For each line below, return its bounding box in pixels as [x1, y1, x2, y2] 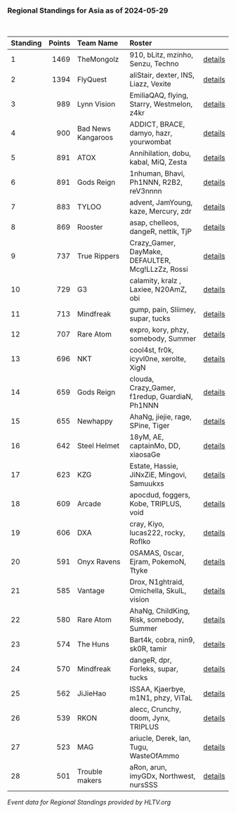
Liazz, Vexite [129, 79, 171, 89]
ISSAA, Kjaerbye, [129, 684, 186, 694]
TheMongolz [77, 55, 119, 65]
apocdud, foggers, [129, 490, 191, 500]
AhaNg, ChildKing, [129, 606, 190, 616]
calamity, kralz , [129, 276, 181, 286]
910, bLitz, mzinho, [129, 50, 194, 60]
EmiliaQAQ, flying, [129, 91, 189, 100]
